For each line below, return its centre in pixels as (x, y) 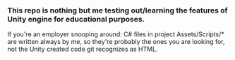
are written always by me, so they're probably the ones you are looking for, (116, 42)
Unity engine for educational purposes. (76, 19)
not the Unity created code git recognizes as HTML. (83, 49)
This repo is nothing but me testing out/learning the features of (117, 10)
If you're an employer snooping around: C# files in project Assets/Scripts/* (116, 34)
